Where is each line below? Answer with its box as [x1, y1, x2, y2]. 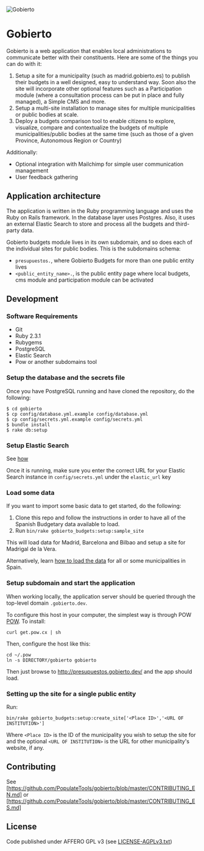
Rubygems [15, 339, 43, 346]
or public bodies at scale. [15, 110, 79, 118]
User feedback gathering [15, 173, 78, 180]
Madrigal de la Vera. [6, 546, 57, 553]
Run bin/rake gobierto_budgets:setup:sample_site [15, 527, 144, 535]
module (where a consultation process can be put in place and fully [15, 91, 185, 99]
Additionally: [6, 148, 38, 155]
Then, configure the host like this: [6, 640, 91, 647]
